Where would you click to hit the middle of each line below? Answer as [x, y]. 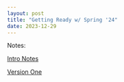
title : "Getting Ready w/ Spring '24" [62, 20]
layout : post [26, 13]
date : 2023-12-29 [32, 26]
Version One [25, 72]
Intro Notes [23, 59]
